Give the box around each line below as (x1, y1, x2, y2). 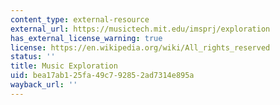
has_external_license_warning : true (10, 33, 163, 43)
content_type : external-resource (10, 14, 150, 25)
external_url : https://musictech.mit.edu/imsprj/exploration (10, 24, 271, 34)
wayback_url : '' (10, 80, 78, 90)
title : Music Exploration (10, 61, 118, 71)
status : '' (10, 52, 56, 62)
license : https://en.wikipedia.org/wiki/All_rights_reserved (10, 42, 271, 53)
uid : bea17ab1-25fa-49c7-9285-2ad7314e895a (10, 71, 195, 81)
